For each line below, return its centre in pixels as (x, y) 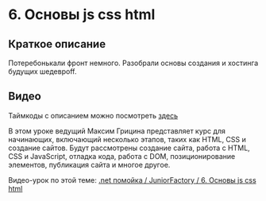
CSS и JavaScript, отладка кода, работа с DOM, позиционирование (122, 156)
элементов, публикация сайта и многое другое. (89, 164)
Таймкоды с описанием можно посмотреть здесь (93, 115)
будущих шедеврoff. (42, 72)
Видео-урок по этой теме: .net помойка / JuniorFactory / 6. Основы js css (132, 180)
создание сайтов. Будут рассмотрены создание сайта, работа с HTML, (129, 148)
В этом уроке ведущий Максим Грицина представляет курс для (117, 131)
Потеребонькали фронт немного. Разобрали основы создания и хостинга (133, 63)
